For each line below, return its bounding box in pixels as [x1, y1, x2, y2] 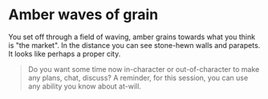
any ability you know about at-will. [27, 81, 142, 91]
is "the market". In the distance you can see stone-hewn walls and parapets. [8, 40, 261, 49]
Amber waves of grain [8, 6, 159, 24]
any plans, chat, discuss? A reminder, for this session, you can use [27, 73, 249, 82]
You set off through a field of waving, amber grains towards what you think [8, 32, 255, 42]
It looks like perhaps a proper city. [8, 49, 121, 58]
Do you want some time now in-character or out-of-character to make [27, 64, 260, 73]
